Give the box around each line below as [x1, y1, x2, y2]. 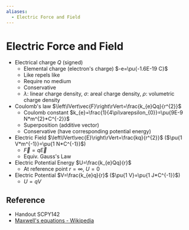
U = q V [23, 178, 41, 185]
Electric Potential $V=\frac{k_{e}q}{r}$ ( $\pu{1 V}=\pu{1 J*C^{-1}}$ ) [14, 172, 181, 179]
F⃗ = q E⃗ [23, 147, 47, 154]
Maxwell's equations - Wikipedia [14, 217, 94, 224]
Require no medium [23, 78, 71, 85]
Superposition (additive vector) [23, 121, 99, 129]
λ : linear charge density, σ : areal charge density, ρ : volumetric [23, 90, 175, 97]
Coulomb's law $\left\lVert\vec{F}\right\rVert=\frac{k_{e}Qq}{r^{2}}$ [14, 103, 182, 110]
